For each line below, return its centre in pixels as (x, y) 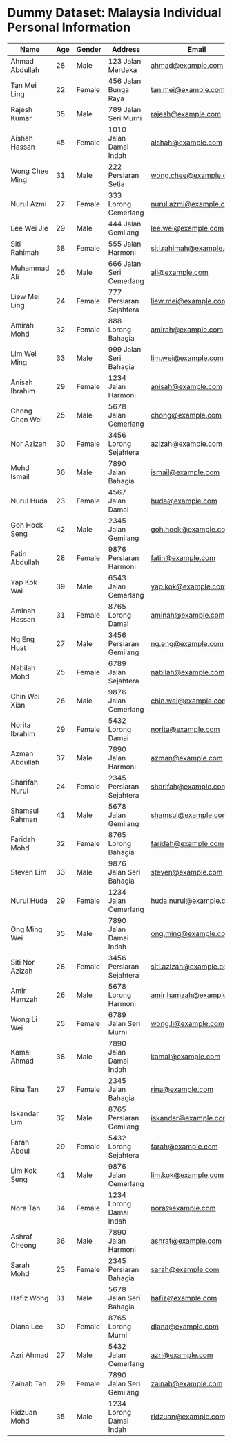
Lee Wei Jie (29, 228)
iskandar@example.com (190, 1118)
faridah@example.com (187, 843)
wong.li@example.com (187, 1023)
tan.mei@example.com (188, 89)
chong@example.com (186, 415)
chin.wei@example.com (190, 701)
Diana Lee (27, 1326)
